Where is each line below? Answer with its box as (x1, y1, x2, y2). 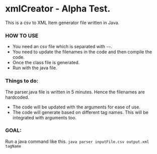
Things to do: (5, 77, 39, 84)
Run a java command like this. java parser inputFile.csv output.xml (5, 138, 149, 144)
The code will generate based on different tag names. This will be (12, 109, 148, 115)
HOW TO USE (5, 32, 39, 39)
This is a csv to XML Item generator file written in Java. (5, 20, 120, 26)
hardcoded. (5, 94, 29, 100)
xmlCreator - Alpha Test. (5, 3, 111, 15)
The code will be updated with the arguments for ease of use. (12, 104, 141, 110)
